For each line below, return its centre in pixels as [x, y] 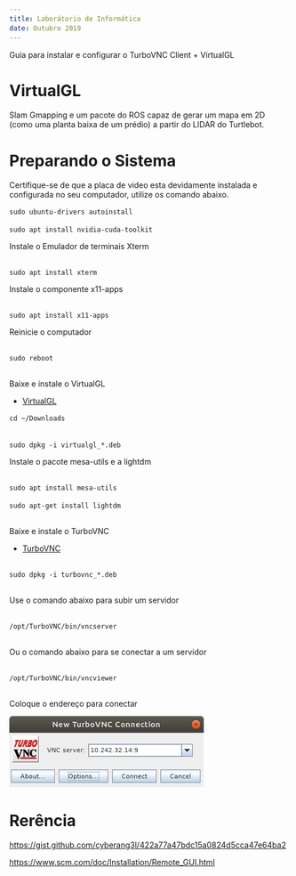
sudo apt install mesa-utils [63, 488]
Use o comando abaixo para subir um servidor [94, 600]
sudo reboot [31, 359]
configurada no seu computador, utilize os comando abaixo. [119, 195]
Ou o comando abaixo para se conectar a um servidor [108, 652]
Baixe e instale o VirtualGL [57, 384]
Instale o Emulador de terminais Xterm [79, 247]
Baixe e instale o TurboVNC [59, 531]
